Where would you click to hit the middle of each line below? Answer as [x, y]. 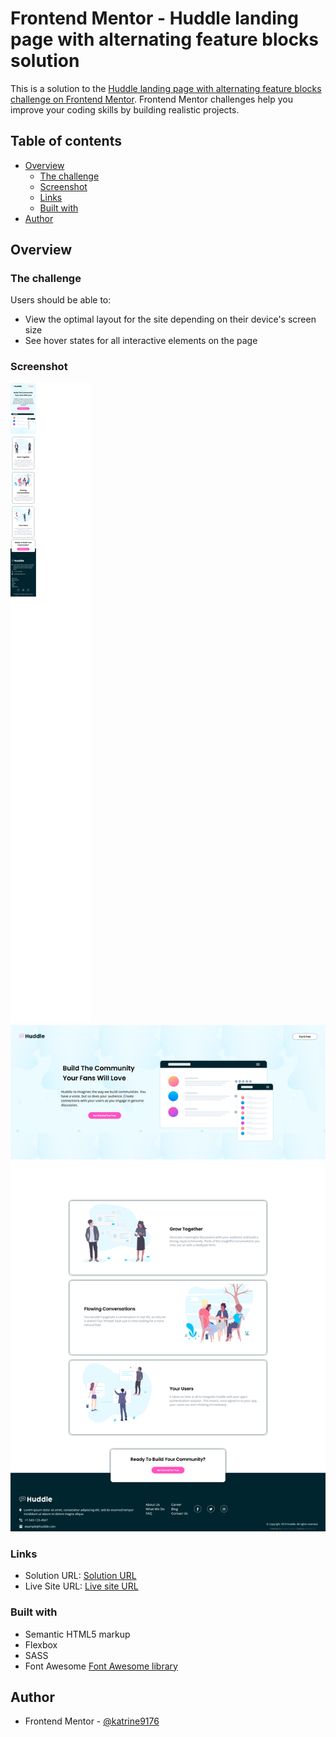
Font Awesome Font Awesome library [101, 1666]
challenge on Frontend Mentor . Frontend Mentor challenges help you [151, 99]
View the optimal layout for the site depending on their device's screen [170, 319]
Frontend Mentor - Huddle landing [154, 18]
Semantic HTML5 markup [77, 1634]
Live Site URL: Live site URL [81, 1586]
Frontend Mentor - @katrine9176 [92, 1721]
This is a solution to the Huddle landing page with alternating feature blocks [166, 88]
